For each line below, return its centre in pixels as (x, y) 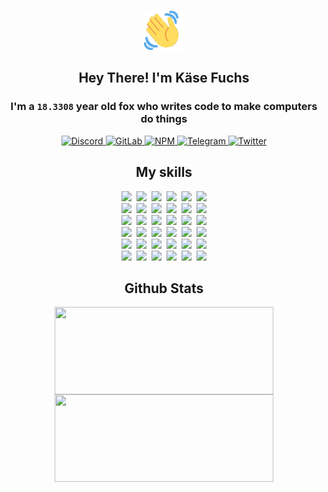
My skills (164, 172)
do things (164, 119)
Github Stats (164, 288)
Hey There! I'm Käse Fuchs (164, 78)
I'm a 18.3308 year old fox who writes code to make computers (164, 107)
